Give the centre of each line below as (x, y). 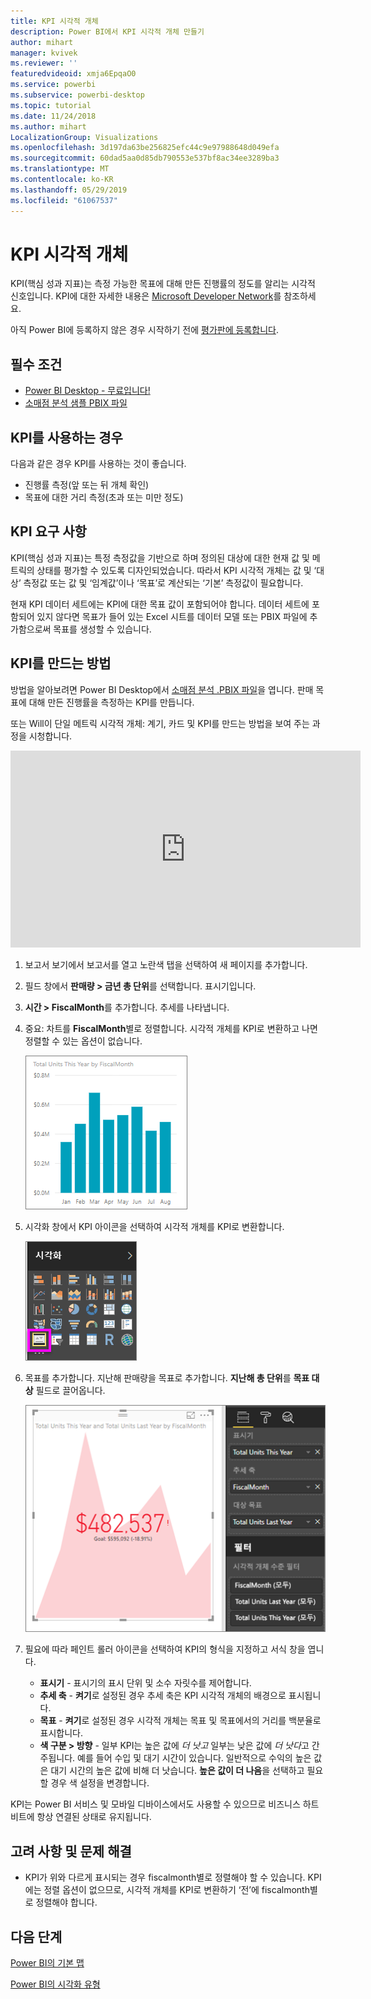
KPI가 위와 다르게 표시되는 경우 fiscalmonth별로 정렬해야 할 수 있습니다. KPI (173, 1877)
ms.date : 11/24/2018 (53, 116)
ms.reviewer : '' (44, 63)
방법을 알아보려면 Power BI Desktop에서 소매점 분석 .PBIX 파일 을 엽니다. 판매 (162, 689)
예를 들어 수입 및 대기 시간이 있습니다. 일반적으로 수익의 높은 (194, 1758)
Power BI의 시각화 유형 (55, 1984)
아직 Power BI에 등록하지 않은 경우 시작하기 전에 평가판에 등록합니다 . (144, 330)
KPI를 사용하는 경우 (66, 437)
